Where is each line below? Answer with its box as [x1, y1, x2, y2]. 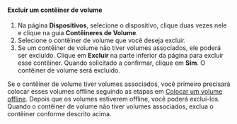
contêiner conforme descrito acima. [7, 110, 112, 118]
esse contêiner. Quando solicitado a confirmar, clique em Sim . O [17, 58, 206, 67]
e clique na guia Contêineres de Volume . [17, 29, 138, 37]
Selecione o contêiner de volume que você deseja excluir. [17, 36, 186, 45]
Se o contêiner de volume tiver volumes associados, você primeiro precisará [7, 80, 231, 88]
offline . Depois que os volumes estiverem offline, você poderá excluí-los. [7, 95, 221, 104]
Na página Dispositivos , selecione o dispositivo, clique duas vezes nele [17, 21, 227, 30]
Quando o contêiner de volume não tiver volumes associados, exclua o [7, 102, 214, 111]
